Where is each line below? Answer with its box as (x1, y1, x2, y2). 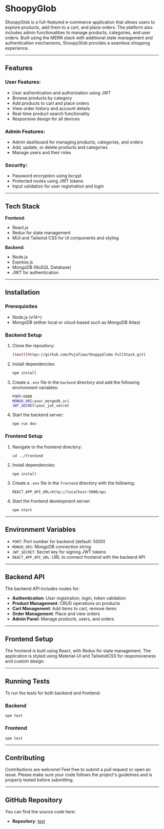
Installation (5, 288, 40, 297)
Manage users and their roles (12, 149, 72, 155)
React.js (12, 225, 29, 231)
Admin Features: (5, 128, 45, 135)
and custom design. (5, 658, 45, 664)
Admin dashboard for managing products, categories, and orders (12, 139, 143, 145)
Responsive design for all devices (12, 116, 80, 121)
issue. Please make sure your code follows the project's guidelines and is (5, 772, 152, 778)
